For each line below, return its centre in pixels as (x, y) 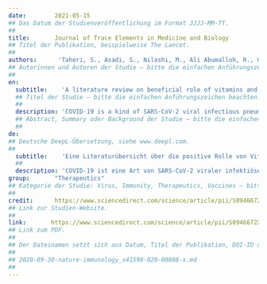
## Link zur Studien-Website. (58, 208)
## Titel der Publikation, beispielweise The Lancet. (99, 45)
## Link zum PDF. (37, 230)
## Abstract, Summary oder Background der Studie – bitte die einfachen (138, 119)
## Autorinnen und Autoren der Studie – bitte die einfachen (112, 68)
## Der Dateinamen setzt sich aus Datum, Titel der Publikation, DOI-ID (131, 245)
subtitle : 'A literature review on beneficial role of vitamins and (137, 89)
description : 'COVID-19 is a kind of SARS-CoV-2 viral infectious (128, 112)
